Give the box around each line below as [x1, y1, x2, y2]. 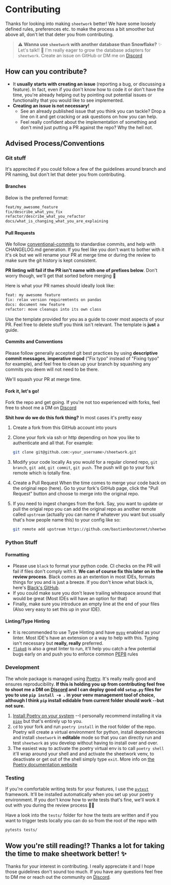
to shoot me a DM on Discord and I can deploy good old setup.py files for [5, 686, 162, 692]
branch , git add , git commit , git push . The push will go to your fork [12, 464, 155, 471]
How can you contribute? [5, 67, 87, 76]
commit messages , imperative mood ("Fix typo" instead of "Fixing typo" [5, 355, 159, 361]
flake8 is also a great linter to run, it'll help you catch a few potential [12, 646, 156, 652]
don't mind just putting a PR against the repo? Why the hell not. [20, 124, 153, 130]
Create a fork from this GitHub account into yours [12, 424, 117, 430]
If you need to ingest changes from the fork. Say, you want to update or [12, 501, 163, 507]
